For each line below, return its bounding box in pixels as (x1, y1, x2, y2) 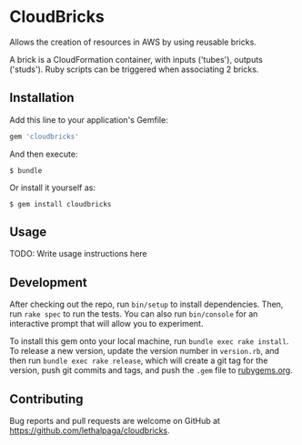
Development (9, 275, 88, 290)
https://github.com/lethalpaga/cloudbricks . (9, 425, 170, 436)
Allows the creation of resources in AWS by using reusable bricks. (9, 36, 257, 47)
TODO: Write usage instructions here (9, 248, 147, 259)
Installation (9, 90, 75, 106)
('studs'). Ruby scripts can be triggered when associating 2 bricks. (9, 64, 259, 75)
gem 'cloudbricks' (9, 132, 79, 141)
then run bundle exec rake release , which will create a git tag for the (9, 355, 268, 366)
